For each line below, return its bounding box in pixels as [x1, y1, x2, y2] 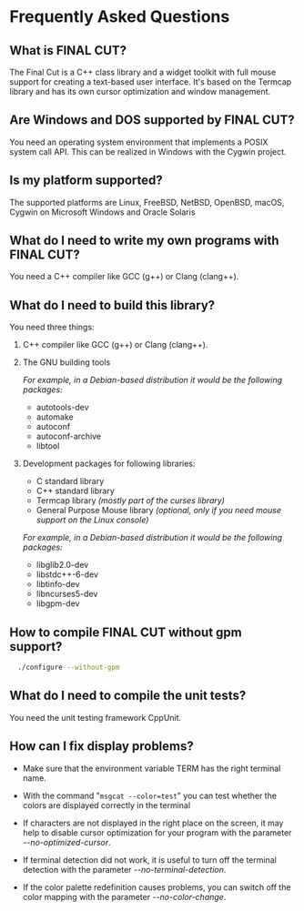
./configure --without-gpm [17, 663, 120, 673]
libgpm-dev [35, 598, 80, 609]
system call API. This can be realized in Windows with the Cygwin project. [9, 146, 287, 157]
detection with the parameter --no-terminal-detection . [22, 864, 227, 875]
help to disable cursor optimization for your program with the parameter [22, 826, 292, 838]
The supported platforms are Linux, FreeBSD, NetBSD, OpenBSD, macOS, [9, 197, 285, 208]
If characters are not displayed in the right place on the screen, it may [22, 817, 284, 828]
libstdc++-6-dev [35, 569, 98, 580]
